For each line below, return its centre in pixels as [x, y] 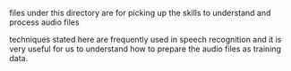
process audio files [44, 22]
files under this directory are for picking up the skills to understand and [140, 13]
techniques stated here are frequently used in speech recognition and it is [145, 39]
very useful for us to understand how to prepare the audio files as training [145, 49]
